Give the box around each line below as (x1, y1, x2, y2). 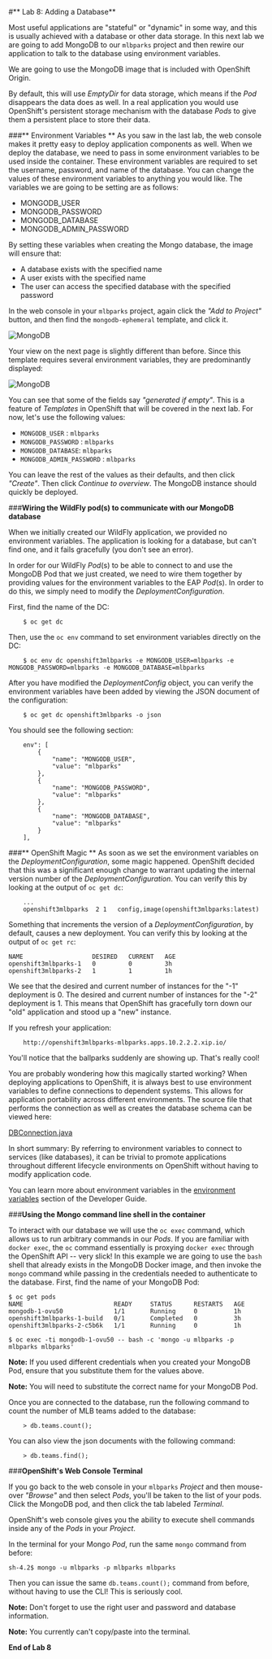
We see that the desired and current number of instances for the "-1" (8, 981, 239, 991)
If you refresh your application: (8, 1023, 112, 1032)
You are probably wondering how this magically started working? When (8, 1069, 248, 1078)
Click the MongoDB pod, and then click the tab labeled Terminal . (8, 1499, 225, 1508)
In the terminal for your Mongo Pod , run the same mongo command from (8, 1539, 247, 1549)
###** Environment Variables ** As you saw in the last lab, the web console (8, 130, 262, 140)
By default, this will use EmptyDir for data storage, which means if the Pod (8, 89, 257, 98)
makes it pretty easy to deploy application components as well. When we (8, 139, 253, 149)
